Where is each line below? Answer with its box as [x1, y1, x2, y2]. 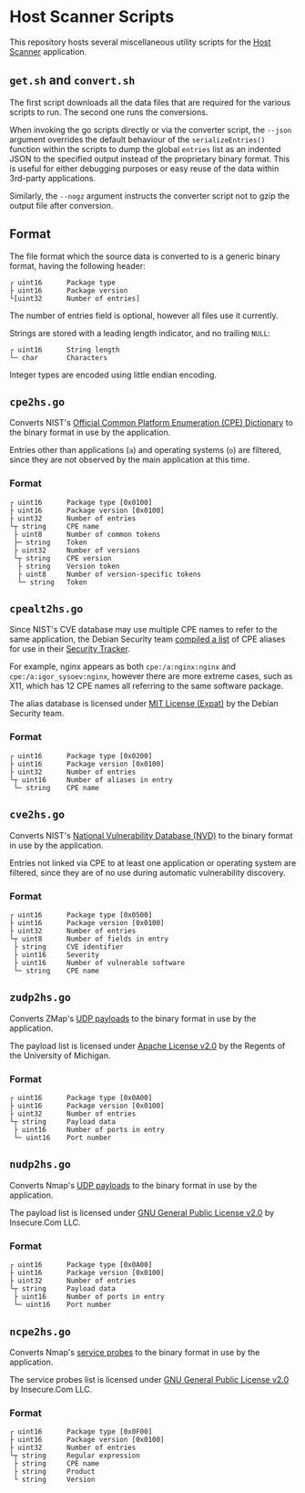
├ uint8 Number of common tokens [13, 530, 161, 539]
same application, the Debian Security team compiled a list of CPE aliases [9, 633, 286, 644]
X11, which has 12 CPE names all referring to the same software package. [9, 681, 284, 692]
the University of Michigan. [9, 1050, 111, 1061]
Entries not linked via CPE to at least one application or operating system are [9, 857, 297, 868]
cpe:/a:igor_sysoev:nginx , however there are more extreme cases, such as [9, 671, 293, 682]
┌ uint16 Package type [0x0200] [9, 751, 153, 760]
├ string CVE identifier [13, 942, 125, 952]
